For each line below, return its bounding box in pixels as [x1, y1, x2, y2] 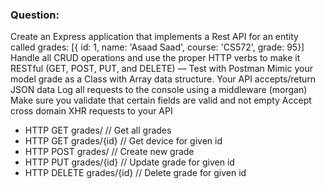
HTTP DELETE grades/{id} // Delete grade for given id [24, 167, 247, 179]
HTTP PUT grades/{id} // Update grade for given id [24, 156, 235, 168]
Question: [10, 8, 60, 22]
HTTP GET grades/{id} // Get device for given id [24, 135, 223, 147]
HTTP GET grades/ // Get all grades [24, 124, 172, 137]
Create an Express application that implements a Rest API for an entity [10, 31, 299, 43]
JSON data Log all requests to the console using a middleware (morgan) [10, 84, 308, 96]
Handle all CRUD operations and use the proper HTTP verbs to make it [10, 52, 301, 64]
